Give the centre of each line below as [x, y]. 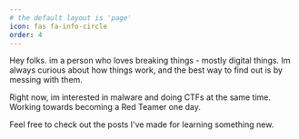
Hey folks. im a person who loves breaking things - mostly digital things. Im [150, 61]
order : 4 [26, 35]
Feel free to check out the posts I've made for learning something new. [142, 124]
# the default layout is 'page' [70, 18]
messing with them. [46, 80]
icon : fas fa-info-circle [58, 26]
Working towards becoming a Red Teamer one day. [105, 107]
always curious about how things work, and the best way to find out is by [146, 70]
